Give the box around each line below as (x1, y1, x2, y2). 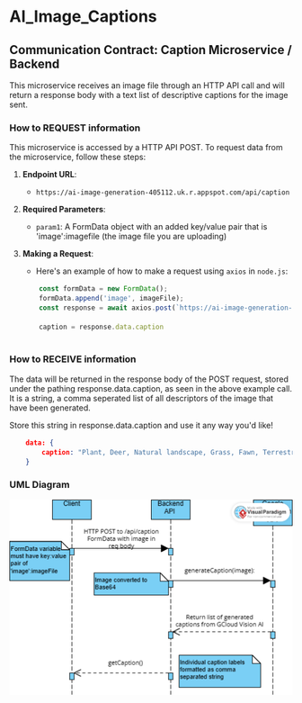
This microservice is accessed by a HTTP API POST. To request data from (9, 142, 283, 153)
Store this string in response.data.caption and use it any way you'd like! (9, 419, 274, 430)
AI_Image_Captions (9, 6, 157, 27)
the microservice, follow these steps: (9, 151, 147, 163)
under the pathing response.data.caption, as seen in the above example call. (9, 383, 293, 393)
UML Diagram (9, 479, 70, 491)
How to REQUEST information (9, 122, 141, 134)
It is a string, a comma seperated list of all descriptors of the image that (9, 392, 274, 403)
